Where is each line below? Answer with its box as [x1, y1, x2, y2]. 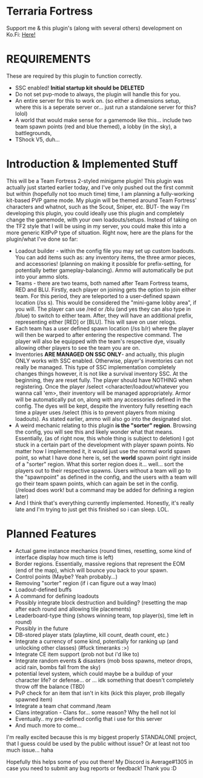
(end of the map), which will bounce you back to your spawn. [15, 566, 168, 574]
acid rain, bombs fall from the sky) [15, 663, 101, 670]
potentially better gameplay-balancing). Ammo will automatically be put [15, 266, 193, 274]
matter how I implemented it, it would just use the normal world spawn [15, 447, 191, 454]
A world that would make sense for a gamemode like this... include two [15, 116, 192, 123]
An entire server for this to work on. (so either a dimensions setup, [15, 97, 181, 104]
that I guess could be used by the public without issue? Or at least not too [6, 740, 190, 747]
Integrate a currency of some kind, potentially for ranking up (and [15, 637, 179, 645]
